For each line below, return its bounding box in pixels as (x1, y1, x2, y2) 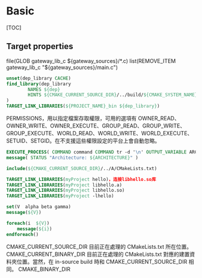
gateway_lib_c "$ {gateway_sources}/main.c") (6, 64, 118, 71)
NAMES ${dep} (28, 86, 61, 92)
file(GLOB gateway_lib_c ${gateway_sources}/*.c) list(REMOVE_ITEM (6, 57, 176, 64)
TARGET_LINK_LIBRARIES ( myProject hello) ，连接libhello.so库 (6, 176, 156, 182)
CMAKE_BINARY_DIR (17, 265, 71, 273)
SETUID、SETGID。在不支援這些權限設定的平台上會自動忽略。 (6, 137, 161, 144)
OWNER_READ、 (138, 115, 180, 122)
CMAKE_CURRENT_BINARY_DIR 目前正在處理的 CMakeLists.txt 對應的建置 (6, 250, 190, 258)
